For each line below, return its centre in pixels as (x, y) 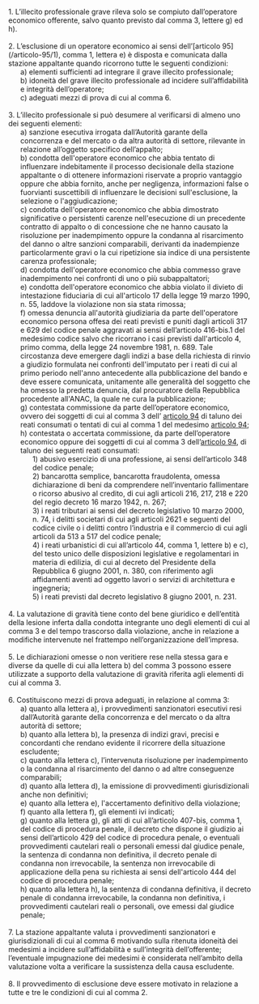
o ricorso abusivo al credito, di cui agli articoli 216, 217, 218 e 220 (140, 493)
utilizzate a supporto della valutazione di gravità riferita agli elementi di (126, 674)
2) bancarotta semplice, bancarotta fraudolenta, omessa (126, 476)
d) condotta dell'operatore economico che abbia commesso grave (130, 270)
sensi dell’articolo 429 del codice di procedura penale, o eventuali (130, 838)
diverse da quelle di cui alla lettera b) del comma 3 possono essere (120, 666)
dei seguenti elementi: (45, 123)
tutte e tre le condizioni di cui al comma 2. (78, 992)
